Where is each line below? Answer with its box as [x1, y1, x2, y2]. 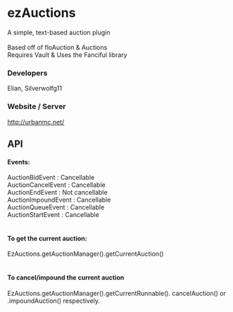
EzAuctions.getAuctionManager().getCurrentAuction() [7, 249, 164, 258]
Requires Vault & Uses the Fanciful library [7, 51, 128, 59]
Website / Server [7, 102, 66, 112]
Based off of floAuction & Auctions [7, 43, 108, 51]
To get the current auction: [7, 234, 87, 242]
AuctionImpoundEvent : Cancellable [7, 195, 111, 204]
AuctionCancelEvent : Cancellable [7, 181, 106, 189]
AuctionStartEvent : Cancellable [7, 211, 100, 219]
